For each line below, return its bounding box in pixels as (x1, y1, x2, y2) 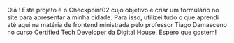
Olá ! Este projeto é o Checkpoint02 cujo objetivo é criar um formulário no (7, 6, 219, 14)
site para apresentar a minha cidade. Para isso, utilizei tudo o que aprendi (7, 13, 219, 21)
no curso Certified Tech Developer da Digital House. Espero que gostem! (7, 28, 217, 36)
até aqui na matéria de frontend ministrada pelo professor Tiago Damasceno (7, 21, 227, 28)
